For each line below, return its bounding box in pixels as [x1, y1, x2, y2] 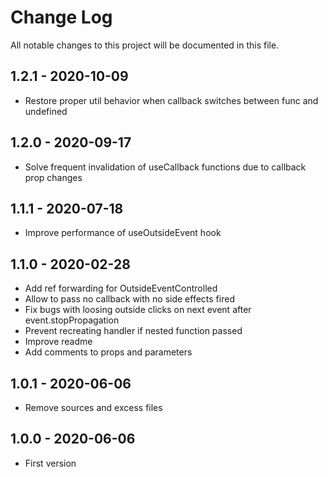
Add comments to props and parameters [24, 346, 193, 358]
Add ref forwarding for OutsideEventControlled [24, 282, 218, 295]
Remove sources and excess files [24, 402, 163, 413]
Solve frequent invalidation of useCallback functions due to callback [24, 161, 307, 173]
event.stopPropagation [24, 314, 120, 326]
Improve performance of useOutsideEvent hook [24, 227, 222, 239]
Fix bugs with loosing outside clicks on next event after [24, 304, 252, 316]
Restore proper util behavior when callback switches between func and [24, 94, 319, 106]
